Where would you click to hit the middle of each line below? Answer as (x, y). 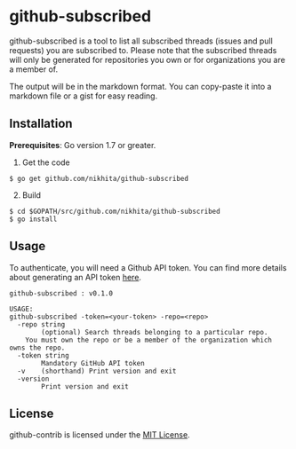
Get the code (46, 162)
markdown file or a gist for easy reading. (84, 96)
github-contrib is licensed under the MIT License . (100, 435)
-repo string (41, 324)
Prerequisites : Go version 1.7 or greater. (83, 145)
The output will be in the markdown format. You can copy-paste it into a (140, 86)
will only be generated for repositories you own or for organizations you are (148, 59)
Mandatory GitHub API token (93, 363)
